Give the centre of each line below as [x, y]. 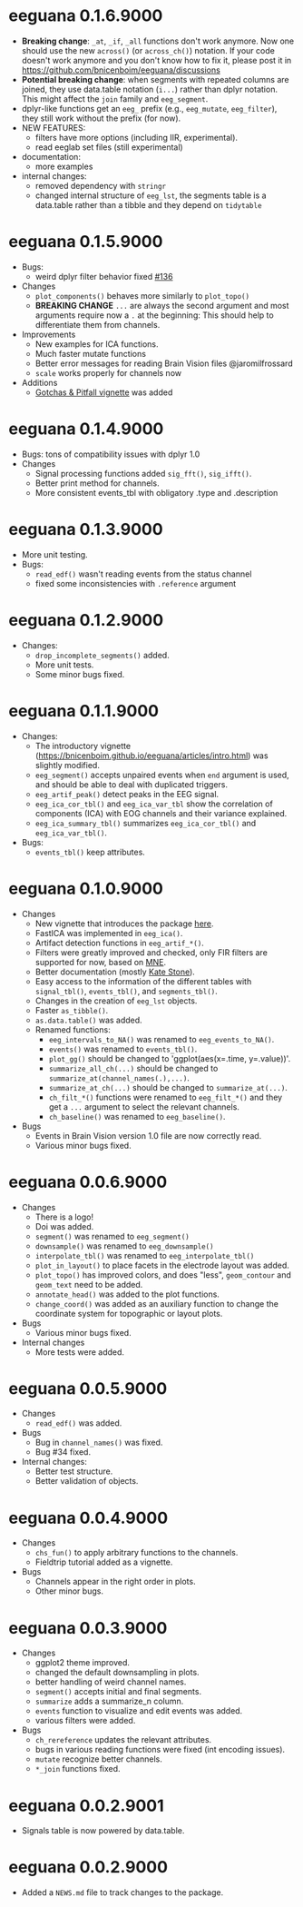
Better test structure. [74, 1471]
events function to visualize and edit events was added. [139, 1711]
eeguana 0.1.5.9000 [86, 242]
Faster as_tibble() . [72, 1010]
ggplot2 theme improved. [83, 1663]
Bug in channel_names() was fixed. [99, 1443]
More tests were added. [79, 1352]
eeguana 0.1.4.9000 [86, 429]
